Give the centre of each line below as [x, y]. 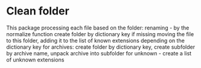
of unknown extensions [35, 60]
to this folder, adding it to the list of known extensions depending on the [96, 40]
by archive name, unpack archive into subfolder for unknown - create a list [99, 53]
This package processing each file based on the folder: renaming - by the [98, 28]
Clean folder [38, 11]
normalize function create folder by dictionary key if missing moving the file [100, 34]
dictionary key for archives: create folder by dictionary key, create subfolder [101, 47]
